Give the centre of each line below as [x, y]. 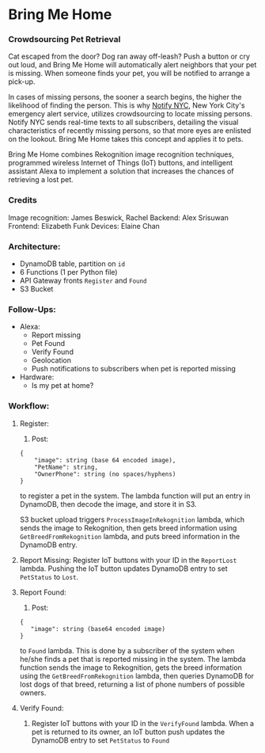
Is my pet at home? [62, 386]
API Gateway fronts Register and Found [83, 281]
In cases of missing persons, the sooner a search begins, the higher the [125, 97]
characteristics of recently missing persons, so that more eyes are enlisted [130, 131]
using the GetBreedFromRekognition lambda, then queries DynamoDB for [137, 675]
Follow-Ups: [32, 309]
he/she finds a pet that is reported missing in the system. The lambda [133, 659]
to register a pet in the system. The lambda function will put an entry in [135, 496]
